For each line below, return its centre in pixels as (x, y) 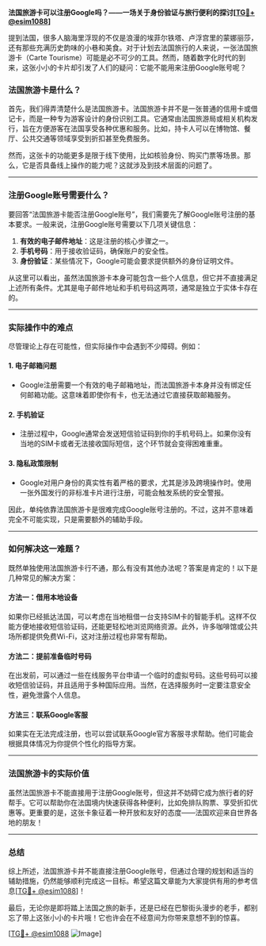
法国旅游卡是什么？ (45, 90)
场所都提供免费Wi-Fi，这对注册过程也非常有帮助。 (90, 636)
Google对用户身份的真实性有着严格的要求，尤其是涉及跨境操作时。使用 (135, 483)
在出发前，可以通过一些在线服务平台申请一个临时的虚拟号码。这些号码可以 (129, 675)
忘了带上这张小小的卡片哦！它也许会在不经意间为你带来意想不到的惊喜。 (126, 917)
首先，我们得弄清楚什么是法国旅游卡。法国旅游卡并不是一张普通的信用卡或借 (133, 109)
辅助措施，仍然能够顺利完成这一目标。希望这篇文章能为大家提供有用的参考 (129, 881)
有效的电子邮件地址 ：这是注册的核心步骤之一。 (96, 240)
